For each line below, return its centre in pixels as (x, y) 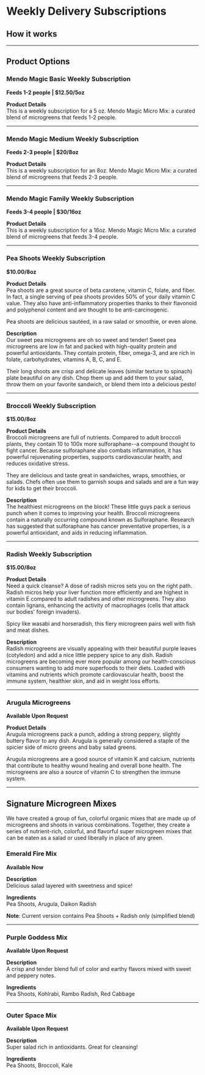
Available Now (25, 867)
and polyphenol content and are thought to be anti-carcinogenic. (88, 310)
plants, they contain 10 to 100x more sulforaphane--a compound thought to (101, 444)
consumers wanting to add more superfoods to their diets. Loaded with (96, 668)
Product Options (38, 61)
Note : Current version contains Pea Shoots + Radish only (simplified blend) (101, 915)
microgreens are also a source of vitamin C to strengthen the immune (94, 772)
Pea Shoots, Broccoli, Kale (40, 1065)
